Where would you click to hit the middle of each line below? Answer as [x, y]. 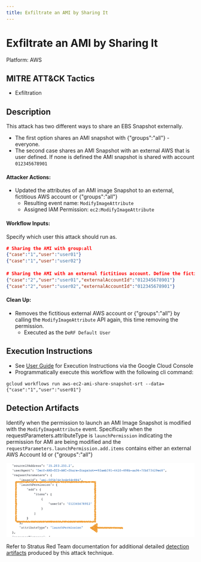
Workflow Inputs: [28, 223]
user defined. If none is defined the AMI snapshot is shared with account [104, 157]
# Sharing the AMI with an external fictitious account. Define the [93, 274]
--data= [155, 384]
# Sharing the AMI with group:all [49, 248]
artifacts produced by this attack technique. [60, 553]
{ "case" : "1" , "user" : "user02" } [44, 261]
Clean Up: [19, 300]
